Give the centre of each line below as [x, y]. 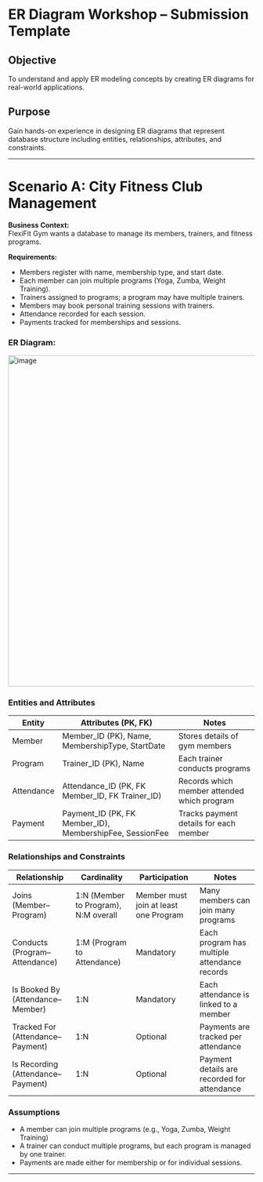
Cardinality [102, 877]
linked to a [218, 1004]
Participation [164, 877]
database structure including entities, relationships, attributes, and [115, 139]
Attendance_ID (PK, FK [104, 786]
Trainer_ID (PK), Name [103, 764]
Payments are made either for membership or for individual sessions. [131, 1162]
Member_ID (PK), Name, [107, 736]
